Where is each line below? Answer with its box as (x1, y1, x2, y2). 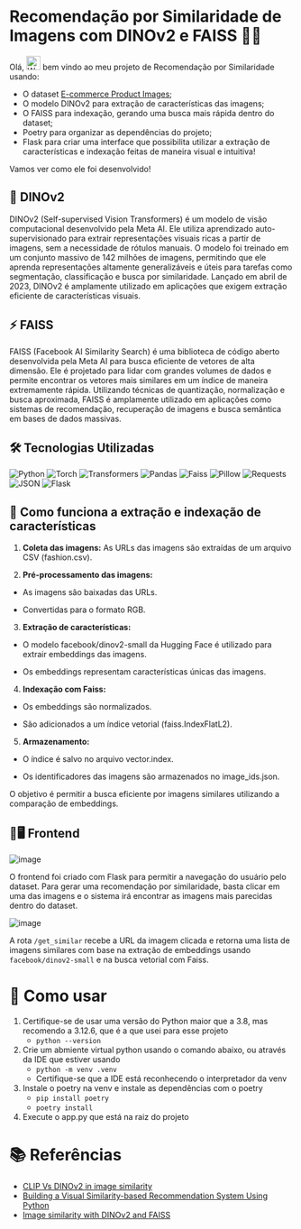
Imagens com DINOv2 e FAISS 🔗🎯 (9, 25, 262, 46)
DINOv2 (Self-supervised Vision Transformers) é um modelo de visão (9, 214, 268, 225)
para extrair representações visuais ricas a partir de (68, 233, 261, 243)
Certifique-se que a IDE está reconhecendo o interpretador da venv (35, 1073, 287, 1084)
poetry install (35, 1103, 93, 1113)
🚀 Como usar (9, 986, 108, 1006)
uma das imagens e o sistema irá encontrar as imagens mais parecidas (9, 891, 273, 901)
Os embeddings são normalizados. (22, 702, 152, 712)
